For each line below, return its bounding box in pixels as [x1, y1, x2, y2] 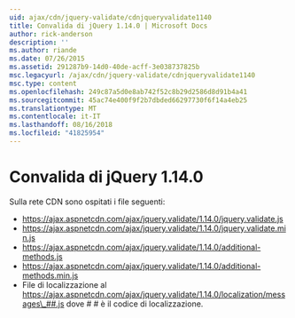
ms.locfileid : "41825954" [9, 129, 105, 138]
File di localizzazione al [21, 279, 107, 290]
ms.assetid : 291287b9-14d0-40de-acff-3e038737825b [9, 63, 200, 72]
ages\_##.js [21, 298, 65, 309]
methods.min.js [21, 270, 79, 281]
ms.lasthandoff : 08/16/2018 [9, 121, 113, 130]
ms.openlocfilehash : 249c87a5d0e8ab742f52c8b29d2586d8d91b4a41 [9, 87, 248, 96]
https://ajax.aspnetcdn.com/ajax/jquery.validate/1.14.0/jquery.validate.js [21, 213, 283, 224]
